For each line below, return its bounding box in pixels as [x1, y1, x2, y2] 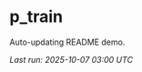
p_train [9, 6, 64, 27]
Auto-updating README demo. [9, 36, 126, 47]
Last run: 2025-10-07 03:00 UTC [9, 54, 134, 65]
